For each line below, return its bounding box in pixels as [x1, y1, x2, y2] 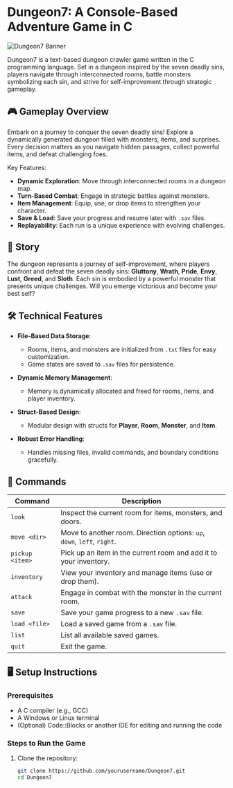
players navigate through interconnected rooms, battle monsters [7, 70, 191, 78]
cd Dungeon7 [17, 774, 52, 781]
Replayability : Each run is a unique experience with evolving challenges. [17, 221, 225, 229]
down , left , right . [60, 537, 116, 546]
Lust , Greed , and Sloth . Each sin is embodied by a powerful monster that [7, 274, 216, 283]
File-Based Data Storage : [17, 332, 92, 340]
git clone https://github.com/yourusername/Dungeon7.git [17, 768, 186, 775]
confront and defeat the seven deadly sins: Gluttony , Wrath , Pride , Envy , [7, 267, 217, 275]
